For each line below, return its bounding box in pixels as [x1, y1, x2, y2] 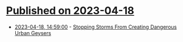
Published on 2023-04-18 [6, 4, 134, 17]
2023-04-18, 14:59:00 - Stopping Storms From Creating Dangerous [14, 23, 177, 30]
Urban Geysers [14, 29, 51, 36]
